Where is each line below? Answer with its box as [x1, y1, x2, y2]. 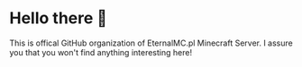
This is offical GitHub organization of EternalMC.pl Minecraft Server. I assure [9, 38, 293, 48]
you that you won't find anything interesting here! [9, 46, 192, 57]
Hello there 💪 [9, 8, 108, 29]
